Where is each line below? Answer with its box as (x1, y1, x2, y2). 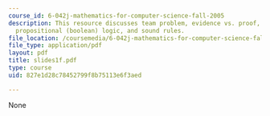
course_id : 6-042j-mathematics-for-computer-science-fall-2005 (8, 11, 225, 20)
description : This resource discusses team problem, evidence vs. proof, (8, 19, 261, 27)
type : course (8, 64, 52, 72)
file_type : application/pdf (8, 42, 103, 50)
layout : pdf (8, 49, 48, 57)
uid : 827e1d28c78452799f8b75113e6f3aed (8, 71, 142, 79)
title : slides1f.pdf (8, 57, 78, 65)
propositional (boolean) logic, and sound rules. (15, 26, 185, 34)
